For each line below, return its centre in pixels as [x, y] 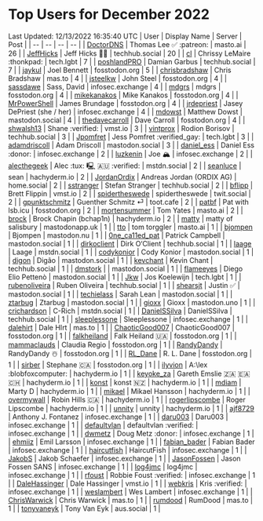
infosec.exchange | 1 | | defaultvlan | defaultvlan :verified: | [103, 424]
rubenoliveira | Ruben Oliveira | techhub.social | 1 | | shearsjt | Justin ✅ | [124, 285]
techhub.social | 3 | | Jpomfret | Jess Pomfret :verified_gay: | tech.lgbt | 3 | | [131, 137]
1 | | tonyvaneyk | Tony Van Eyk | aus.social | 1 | [84, 508]
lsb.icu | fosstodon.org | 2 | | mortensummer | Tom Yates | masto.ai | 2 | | [126, 210]
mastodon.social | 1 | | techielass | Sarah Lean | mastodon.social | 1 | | [121, 294]
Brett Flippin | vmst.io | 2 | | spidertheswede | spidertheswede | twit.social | [130, 193]
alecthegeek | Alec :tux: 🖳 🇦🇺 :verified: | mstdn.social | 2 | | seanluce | [125, 166]
